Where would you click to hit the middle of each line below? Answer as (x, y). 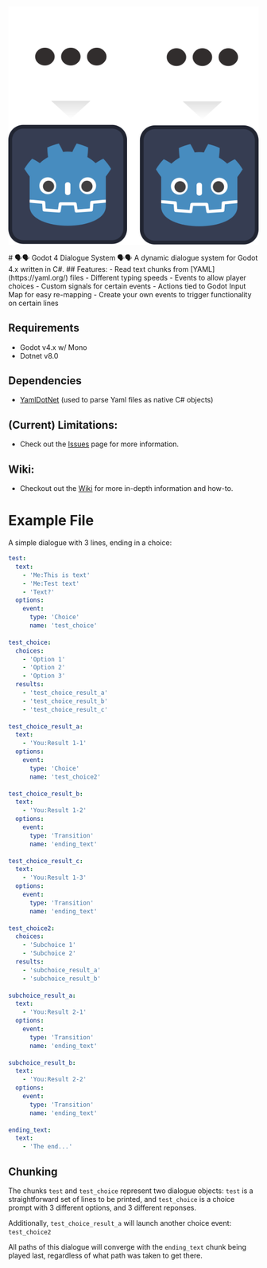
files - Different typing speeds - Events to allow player (158, 277)
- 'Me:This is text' (56, 575)
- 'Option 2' (44, 668)
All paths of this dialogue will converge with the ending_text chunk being (128, 1246)
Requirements (44, 328)
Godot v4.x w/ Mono (53, 347)
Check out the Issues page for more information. (99, 444)
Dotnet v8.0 (39, 355)
